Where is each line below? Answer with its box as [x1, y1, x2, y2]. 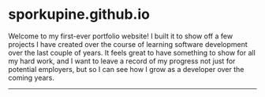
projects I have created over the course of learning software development [8, 39, 248, 48]
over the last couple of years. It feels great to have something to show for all [8, 48, 256, 57]
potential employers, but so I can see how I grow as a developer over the [8, 64, 244, 74]
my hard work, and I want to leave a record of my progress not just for [8, 56, 236, 66]
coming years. [8, 73, 55, 82]
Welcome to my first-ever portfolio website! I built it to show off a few [8, 31, 233, 41]
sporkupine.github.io [8, 5, 150, 23]
